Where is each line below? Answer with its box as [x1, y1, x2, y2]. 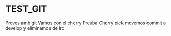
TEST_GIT [5, 3, 47, 15]
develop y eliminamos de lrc [5, 25, 65, 31]
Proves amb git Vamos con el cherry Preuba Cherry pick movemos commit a [5, 20, 166, 26]
